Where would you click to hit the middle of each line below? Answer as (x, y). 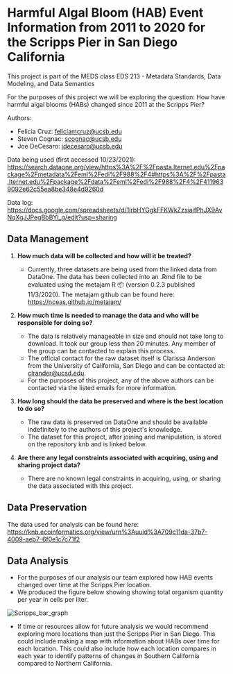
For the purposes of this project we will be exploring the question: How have (116, 97)
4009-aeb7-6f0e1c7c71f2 (44, 539)
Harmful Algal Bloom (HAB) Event (105, 13)
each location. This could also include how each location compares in (117, 649)
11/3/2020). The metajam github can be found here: (101, 294)
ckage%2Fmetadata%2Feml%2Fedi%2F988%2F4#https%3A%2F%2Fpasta (116, 174)
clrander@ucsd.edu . (57, 373)
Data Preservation (47, 508)
